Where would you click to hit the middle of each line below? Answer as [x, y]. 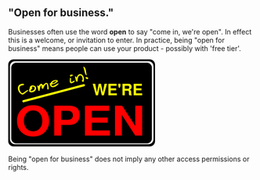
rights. [18, 167]
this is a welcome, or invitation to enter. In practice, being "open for [117, 40]
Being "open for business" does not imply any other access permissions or [129, 159]
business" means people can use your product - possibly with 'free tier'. [125, 48]
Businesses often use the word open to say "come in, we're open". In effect [130, 31]
